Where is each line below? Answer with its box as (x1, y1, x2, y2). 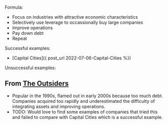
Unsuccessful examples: (5, 65, 56, 71)
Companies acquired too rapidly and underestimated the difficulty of (12, 98, 155, 104)
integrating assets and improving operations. (12, 103, 106, 109)
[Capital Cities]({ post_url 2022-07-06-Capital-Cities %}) (12, 55, 131, 61)
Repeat (12, 35, 27, 41)
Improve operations (12, 25, 53, 31)
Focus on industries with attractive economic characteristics (12, 14, 138, 20)
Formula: (5, 5, 23, 10)
